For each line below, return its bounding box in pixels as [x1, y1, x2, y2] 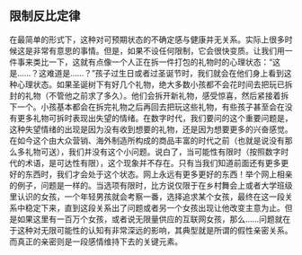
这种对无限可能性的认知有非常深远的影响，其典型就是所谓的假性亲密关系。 [16, 224, 293, 235]
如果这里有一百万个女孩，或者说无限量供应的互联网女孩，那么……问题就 [16, 214, 283, 224]
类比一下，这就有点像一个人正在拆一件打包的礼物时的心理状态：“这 [32, 57, 281, 67]
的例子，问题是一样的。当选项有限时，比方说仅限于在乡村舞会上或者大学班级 [9, 180, 293, 190]
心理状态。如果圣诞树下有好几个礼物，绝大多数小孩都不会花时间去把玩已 [16, 79, 285, 90]
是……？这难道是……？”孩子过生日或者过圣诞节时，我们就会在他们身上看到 [9, 67, 285, 78]
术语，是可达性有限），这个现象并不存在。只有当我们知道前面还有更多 [24, 157, 281, 168]
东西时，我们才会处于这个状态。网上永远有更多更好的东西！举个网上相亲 [24, 169, 293, 180]
